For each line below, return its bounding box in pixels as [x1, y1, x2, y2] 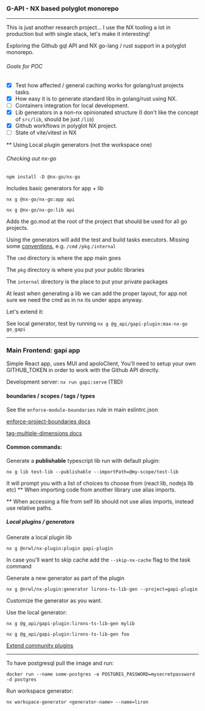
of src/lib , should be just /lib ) [15, 115, 95, 123]
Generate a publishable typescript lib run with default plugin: [6, 457, 160, 464]
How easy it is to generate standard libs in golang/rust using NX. [15, 95, 178, 102]
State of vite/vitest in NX [15, 129, 77, 136]
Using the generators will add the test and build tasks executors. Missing [6, 236, 189, 243]
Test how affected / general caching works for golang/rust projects [15, 81, 184, 89]
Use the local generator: [6, 609, 67, 616]
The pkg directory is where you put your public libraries [6, 266, 145, 274]
